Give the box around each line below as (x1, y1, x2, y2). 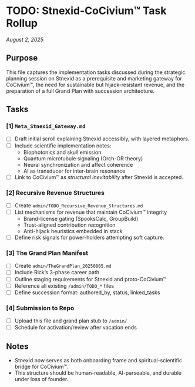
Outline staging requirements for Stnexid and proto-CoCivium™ (14, 275, 167, 282)
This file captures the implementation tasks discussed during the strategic (6, 69, 186, 76)
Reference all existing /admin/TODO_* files (14, 282, 115, 289)
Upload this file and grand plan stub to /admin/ (14, 317, 127, 324)
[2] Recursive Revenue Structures (6, 189, 105, 197)
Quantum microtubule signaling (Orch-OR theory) (23, 154, 143, 162)
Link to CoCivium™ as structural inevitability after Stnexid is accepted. (14, 173, 184, 180)
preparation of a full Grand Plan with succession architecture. (6, 87, 154, 95)
